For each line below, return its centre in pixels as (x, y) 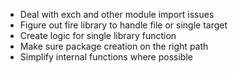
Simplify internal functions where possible (106, 57)
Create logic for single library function (98, 35)
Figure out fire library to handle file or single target (123, 25)
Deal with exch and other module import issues (117, 14)
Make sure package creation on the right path (114, 46)
